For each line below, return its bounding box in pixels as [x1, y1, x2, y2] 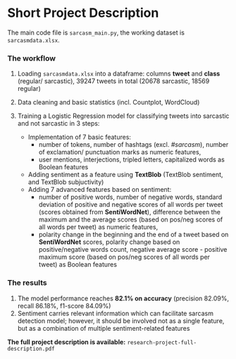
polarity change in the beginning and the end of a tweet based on [38, 231, 229, 239]
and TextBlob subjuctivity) [27, 178, 104, 186]
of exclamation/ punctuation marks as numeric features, [38, 148, 201, 157]
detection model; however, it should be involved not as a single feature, [17, 316, 225, 325]
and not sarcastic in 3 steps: [17, 119, 100, 128]
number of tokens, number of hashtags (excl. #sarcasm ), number [38, 140, 229, 149]
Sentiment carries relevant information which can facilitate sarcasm [17, 309, 213, 317]
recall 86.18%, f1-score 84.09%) [17, 301, 111, 310]
